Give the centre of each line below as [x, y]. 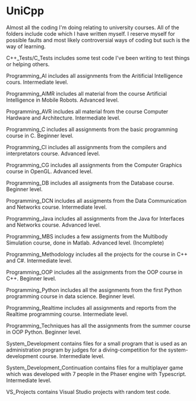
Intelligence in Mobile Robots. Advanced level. [63, 100]
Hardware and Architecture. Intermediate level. [63, 118]
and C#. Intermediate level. [39, 261]
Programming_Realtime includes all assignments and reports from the [91, 308]
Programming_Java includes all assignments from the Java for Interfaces [95, 218]
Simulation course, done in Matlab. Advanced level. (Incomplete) [85, 243]
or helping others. [28, 64]
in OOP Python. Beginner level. [44, 332]
